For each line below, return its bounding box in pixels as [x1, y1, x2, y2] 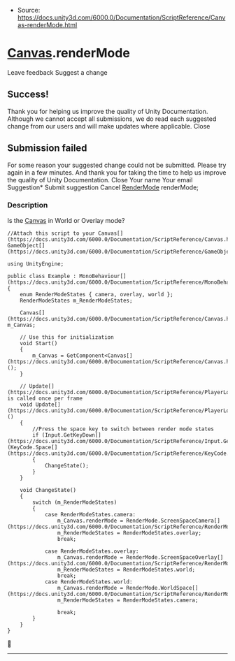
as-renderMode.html [17, 21, 78, 29]
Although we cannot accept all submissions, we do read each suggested [7, 115, 217, 123]
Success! [7, 89, 49, 101]
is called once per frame [7, 395, 83, 402]
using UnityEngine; [7, 260, 64, 268]
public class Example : [7, 273, 77, 279]
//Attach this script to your [7, 230, 96, 237]
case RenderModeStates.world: [44, 578, 133, 586]
